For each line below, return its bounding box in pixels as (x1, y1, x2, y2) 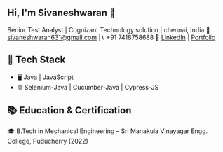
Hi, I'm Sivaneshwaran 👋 (7, 7, 116, 19)
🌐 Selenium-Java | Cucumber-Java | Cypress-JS (17, 83, 159, 91)
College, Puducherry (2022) (7, 137, 89, 146)
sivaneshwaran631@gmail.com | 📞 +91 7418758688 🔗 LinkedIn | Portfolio (7, 33, 216, 41)
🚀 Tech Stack (7, 54, 66, 66)
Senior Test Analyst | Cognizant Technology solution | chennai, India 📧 (7, 25, 210, 34)
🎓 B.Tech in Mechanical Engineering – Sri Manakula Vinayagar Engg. (7, 127, 208, 135)
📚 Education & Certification (7, 104, 132, 116)
